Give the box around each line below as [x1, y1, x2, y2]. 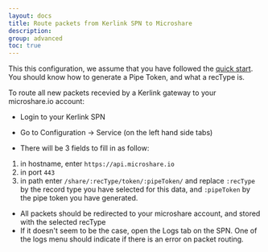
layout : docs [8, 11, 52, 20]
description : [8, 27, 52, 35]
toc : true [8, 42, 42, 50]
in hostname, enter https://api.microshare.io [19, 159, 175, 169]
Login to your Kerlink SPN [19, 112, 106, 122]
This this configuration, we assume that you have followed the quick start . [8, 64, 254, 73]
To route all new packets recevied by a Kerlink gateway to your [8, 88, 216, 97]
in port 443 [19, 167, 55, 177]
